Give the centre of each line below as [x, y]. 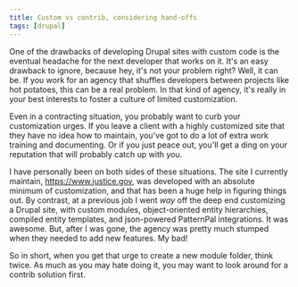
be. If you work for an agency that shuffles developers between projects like [149, 80]
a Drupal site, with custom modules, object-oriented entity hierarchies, [139, 209]
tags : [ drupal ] [37, 26]
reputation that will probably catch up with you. [96, 154]
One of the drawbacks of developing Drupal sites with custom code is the [144, 51]
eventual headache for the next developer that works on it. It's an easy [139, 61]
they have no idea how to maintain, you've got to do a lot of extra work [139, 135]
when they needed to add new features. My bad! [99, 238]
